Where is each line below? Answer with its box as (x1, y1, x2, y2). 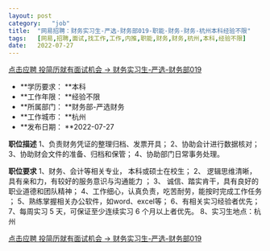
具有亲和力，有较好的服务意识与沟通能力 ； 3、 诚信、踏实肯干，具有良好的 (8, 176, 260, 186)
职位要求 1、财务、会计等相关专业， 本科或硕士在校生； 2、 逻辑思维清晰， (8, 167, 256, 176)
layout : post (8, 11, 52, 20)
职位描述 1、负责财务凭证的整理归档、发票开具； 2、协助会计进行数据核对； (8, 139, 260, 149)
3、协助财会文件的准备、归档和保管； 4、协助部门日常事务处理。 (8, 150, 224, 159)
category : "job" (8, 19, 70, 27)
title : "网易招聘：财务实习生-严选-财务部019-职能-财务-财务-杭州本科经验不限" (8, 27, 251, 35)
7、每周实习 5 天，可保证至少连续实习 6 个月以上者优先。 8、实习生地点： (8, 207, 255, 216)
